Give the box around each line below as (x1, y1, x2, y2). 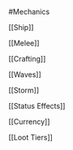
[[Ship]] (8, 23, 34, 32)
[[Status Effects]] (8, 101, 66, 110)
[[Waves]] (8, 70, 42, 79)
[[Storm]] (8, 85, 39, 95)
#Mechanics (8, 7, 50, 16)
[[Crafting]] (8, 54, 46, 63)
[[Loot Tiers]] (8, 133, 53, 142)
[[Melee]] (8, 38, 40, 48)
